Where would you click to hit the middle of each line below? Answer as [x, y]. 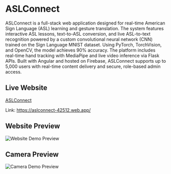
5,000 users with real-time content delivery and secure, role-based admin [83, 66]
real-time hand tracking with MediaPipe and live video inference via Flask [82, 55]
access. [14, 71]
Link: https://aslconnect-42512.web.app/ [48, 110]
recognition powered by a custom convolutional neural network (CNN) [79, 39]
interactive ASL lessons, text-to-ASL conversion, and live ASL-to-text [78, 34]
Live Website [26, 88]
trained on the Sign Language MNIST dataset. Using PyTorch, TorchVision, [83, 44]
